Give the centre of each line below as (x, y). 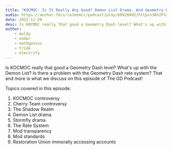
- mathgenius (28, 44)
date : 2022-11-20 (24, 19)
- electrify (27, 53)
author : (14, 29)
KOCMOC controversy (36, 98)
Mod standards (29, 136)
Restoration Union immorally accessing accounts (64, 142)
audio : (12, 15)
